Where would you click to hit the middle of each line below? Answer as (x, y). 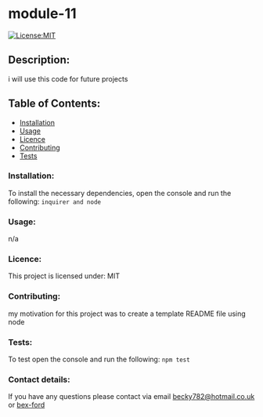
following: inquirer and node (55, 201)
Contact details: (39, 379)
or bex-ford (27, 405)
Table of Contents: (54, 104)
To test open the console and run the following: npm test (99, 359)
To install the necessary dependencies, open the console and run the (120, 193)
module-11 (42, 14)
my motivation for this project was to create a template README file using (127, 314)
